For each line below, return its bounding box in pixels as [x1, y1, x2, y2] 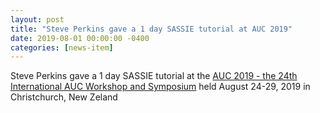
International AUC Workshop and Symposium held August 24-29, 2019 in [10, 81, 311, 93]
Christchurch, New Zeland [10, 91, 118, 103]
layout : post [10, 14, 65, 25]
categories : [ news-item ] [10, 42, 114, 53]
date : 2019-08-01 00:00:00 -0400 [10, 33, 150, 43]
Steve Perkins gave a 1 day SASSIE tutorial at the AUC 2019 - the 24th [10, 70, 298, 82]
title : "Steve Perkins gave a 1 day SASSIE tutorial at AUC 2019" [10, 24, 293, 34]
